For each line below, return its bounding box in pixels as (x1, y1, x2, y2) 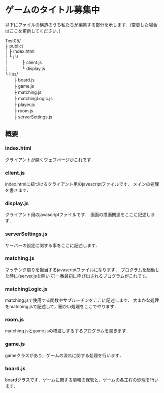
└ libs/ (5, 71, 18, 77)
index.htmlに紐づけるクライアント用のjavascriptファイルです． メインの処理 (5, 181, 159, 187)
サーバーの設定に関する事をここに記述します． (5, 242, 100, 248)
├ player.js (13, 102, 35, 107)
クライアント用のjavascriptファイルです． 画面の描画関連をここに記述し (5, 212, 151, 217)
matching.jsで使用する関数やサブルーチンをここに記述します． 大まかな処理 (5, 297, 159, 303)
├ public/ (5, 43, 24, 49)
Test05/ (5, 37, 21, 43)
